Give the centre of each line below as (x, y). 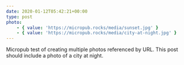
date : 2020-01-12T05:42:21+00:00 (47, 11)
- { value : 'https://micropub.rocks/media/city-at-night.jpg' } (97, 33)
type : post (19, 17)
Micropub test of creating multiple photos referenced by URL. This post (92, 49)
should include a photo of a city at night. (55, 56)
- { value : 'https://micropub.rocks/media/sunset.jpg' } (88, 28)
